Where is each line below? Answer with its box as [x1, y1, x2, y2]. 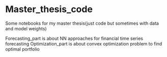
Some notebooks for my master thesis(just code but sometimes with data [5, 20, 159, 26]
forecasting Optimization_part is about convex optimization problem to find [5, 40, 162, 46]
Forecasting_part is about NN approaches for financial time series [5, 35, 144, 41]
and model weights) [5, 25, 47, 31]
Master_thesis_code [5, 4, 93, 15]
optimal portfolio [5, 46, 40, 52]
